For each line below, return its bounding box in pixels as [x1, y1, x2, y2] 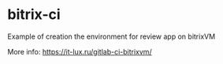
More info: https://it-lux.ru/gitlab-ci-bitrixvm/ [7, 47, 152, 56]
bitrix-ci [7, 6, 61, 24]
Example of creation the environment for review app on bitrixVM [7, 32, 216, 41]
